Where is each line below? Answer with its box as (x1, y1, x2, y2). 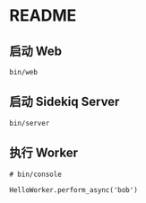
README (9, 5, 77, 26)
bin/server (9, 119, 50, 128)
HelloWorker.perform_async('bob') (9, 185, 139, 194)
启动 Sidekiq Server (9, 94, 120, 110)
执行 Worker (9, 146, 79, 161)
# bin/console (9, 170, 63, 179)
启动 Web (9, 43, 63, 58)
